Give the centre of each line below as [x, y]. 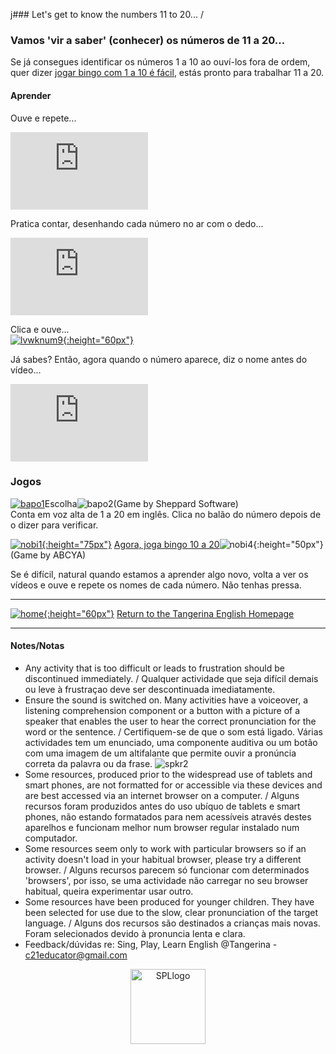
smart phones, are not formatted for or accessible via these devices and [173, 785]
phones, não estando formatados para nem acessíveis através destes [168, 817]
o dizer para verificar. [54, 525]
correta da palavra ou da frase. [88, 763]
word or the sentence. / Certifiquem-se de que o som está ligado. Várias [173, 732]
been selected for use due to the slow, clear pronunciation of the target [171, 912]
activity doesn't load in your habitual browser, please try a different [163, 859]
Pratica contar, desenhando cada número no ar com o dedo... [137, 223]
